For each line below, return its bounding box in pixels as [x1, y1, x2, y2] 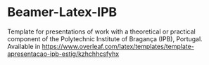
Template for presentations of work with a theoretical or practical [7, 27, 196, 36]
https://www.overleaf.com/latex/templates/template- [42, 42, 195, 50]
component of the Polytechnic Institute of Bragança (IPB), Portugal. [7, 34, 203, 43]
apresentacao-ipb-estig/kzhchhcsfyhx [7, 50, 120, 58]
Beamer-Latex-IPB [7, 4, 118, 20]
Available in [7, 42, 41, 50]
